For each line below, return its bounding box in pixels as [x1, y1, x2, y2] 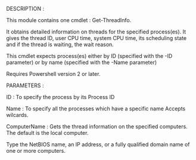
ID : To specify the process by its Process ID [6, 94, 115, 100]
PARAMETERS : [6, 82, 44, 89]
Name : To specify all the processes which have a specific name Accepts [6, 105, 186, 112]
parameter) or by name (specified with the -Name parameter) [6, 59, 157, 66]
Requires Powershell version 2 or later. [6, 70, 101, 77]
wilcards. [6, 112, 29, 118]
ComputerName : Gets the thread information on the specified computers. [6, 123, 188, 130]
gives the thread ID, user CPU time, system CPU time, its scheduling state [6, 35, 186, 41]
